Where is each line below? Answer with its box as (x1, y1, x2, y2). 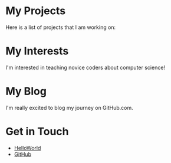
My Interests (5, 44, 69, 58)
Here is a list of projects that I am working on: (5, 24, 116, 31)
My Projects (5, 4, 66, 18)
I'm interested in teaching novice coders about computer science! (5, 64, 166, 71)
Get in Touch (5, 125, 69, 138)
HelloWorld (14, 144, 41, 151)
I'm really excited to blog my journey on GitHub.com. (5, 104, 133, 111)
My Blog (5, 84, 47, 98)
